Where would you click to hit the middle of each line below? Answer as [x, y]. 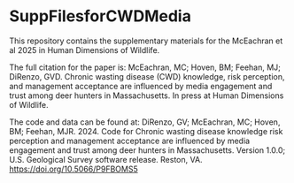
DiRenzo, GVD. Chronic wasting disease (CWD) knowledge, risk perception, [147, 76]
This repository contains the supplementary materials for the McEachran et [146, 41]
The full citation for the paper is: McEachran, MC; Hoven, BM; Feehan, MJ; [145, 67]
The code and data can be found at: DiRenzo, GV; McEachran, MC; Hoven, [145, 122]
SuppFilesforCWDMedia [101, 16]
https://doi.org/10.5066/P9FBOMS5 [74, 169]
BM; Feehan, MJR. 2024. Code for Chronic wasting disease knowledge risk [146, 131]
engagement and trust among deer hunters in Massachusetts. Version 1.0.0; [147, 150]
